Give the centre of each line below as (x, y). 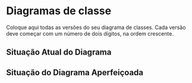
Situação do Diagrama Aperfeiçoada (75, 72)
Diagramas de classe (59, 11)
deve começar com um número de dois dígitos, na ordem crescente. (90, 33)
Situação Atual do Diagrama (59, 52)
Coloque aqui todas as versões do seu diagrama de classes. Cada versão (96, 27)
